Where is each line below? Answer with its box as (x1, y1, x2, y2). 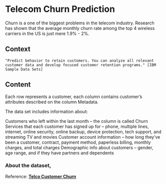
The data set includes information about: (5, 108, 88, 114)
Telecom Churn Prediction (5, 3, 115, 15)
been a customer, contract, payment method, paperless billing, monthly (5, 139, 151, 145)
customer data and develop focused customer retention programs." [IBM (5, 62, 156, 68)
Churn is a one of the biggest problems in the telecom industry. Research (5, 20, 155, 26)
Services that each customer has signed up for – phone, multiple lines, (5, 123, 149, 129)
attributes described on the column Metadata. (5, 98, 99, 105)
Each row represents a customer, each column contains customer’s (5, 93, 143, 99)
